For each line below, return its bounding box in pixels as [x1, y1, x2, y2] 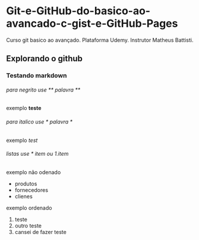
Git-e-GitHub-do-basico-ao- [6, 4, 150, 18]
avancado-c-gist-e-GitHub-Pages [6, 17, 178, 30]
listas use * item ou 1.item [6, 150, 69, 157]
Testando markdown [6, 71, 67, 80]
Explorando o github [6, 53, 83, 64]
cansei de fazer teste [14, 228, 67, 235]
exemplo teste [6, 105, 42, 112]
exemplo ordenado [6, 204, 52, 211]
